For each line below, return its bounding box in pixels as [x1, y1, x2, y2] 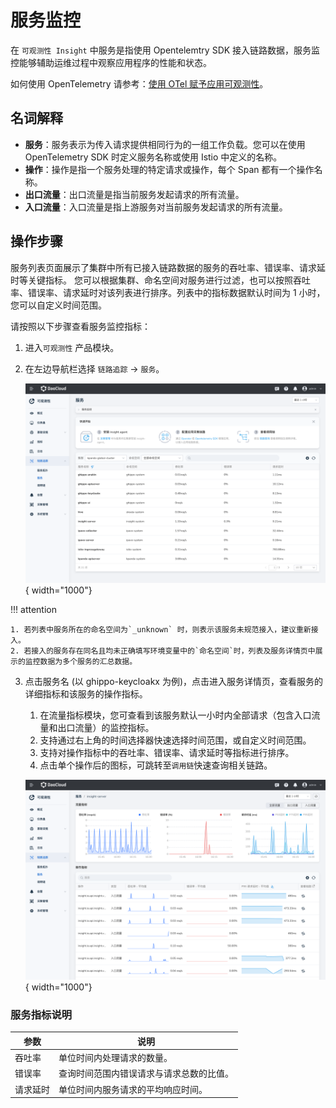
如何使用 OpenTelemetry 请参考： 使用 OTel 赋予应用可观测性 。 [10, 77, 269, 90]
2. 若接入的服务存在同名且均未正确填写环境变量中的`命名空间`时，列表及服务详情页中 [10, 646, 316, 656]
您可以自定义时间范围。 [10, 299, 107, 311]
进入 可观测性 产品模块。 [24, 341, 120, 353]
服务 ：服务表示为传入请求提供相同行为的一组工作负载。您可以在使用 [24, 138, 306, 150]
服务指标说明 [10, 1008, 73, 1022]
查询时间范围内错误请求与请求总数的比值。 [58, 1067, 234, 1080]
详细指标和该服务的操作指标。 [24, 688, 148, 700]
